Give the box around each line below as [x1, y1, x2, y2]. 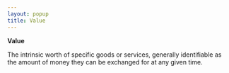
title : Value [7, 17, 46, 24]
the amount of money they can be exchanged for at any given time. [7, 57, 203, 66]
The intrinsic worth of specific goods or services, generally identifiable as [7, 50, 222, 59]
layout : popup [7, 10, 49, 18]
